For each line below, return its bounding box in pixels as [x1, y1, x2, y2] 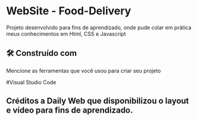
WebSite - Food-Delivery [6, 4, 132, 18]
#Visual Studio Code [6, 79, 57, 86]
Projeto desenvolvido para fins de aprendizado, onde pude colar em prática [6, 24, 192, 31]
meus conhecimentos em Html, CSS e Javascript [6, 30, 126, 37]
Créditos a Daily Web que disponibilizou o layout [6, 96, 189, 106]
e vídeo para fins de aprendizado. [6, 106, 133, 116]
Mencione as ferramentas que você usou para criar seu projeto [6, 67, 161, 74]
